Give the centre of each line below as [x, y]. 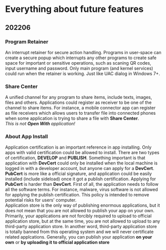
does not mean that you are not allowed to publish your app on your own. [80, 211]
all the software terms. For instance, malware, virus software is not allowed [82, 189]
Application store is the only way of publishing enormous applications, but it [83, 205]
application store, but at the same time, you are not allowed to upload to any [83, 221]
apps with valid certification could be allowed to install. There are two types [82, 153]
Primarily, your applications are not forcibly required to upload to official [79, 216]
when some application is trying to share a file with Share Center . [72, 118]
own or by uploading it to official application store [57, 243]
